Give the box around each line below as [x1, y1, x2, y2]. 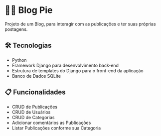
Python [11, 57, 27, 63]
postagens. [4, 26, 28, 32]
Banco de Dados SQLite [11, 73, 61, 79]
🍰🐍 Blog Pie [4, 4, 53, 16]
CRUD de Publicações [11, 104, 58, 110]
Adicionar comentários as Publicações [11, 120, 91, 126]
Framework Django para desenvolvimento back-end [11, 62, 119, 68]
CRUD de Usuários [11, 109, 51, 115]
